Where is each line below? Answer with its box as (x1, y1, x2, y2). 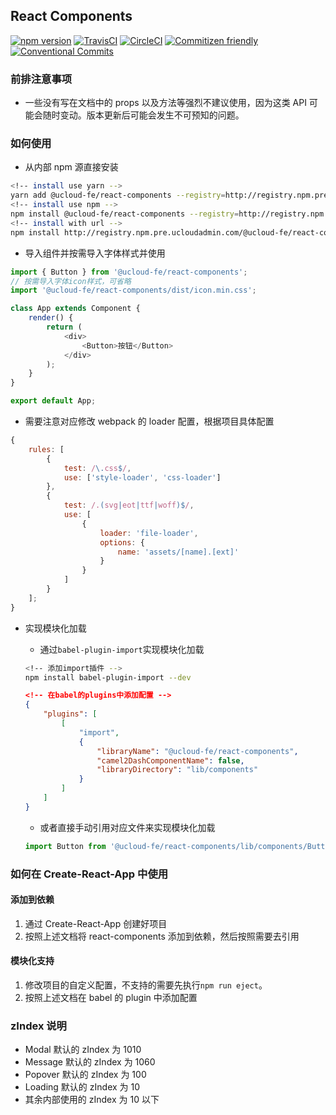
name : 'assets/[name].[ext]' (117, 547, 240, 557)
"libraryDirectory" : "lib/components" (96, 765, 259, 775)
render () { (28, 313, 74, 323)
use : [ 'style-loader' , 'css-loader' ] (63, 472, 222, 483)
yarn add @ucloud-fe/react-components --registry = (10, 190, 226, 201)
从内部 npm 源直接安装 (24, 161, 119, 173)
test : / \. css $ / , (63, 463, 132, 473)
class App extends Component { (10, 304, 141, 314)
